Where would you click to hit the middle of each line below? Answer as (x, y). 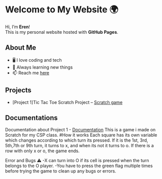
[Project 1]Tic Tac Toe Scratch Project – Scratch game (67, 102)
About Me (21, 48)
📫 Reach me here (31, 73)
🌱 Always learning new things (42, 67)
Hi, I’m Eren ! (18, 27)
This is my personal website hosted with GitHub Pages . (62, 32)
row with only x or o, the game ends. (42, 151)
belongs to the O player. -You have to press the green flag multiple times (79, 166)
